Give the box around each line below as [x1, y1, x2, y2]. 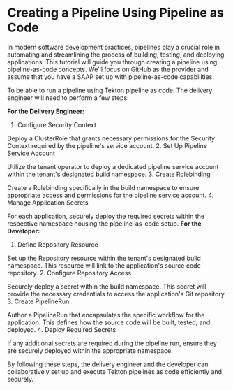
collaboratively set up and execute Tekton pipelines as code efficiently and [7, 367, 222, 375]
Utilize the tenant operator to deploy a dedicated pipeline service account [7, 162, 219, 171]
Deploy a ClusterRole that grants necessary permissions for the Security [7, 134, 215, 143]
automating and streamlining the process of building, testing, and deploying [7, 50, 225, 59]
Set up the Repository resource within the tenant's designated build [7, 254, 201, 262]
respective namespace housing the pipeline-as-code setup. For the [7, 219, 202, 228]
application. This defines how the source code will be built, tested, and [7, 318, 211, 326]
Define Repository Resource [17, 240, 99, 249]
